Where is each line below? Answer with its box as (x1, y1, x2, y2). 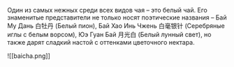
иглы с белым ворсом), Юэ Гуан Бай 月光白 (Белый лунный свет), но (7, 31, 212, 38)
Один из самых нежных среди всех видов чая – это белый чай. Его (7, 6, 207, 14)
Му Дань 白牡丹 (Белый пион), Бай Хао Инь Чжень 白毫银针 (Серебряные (7, 22, 226, 30)
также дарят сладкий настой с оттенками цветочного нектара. (7, 38, 195, 46)
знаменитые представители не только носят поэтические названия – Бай (7, 13, 227, 22)
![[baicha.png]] (7, 52, 51, 60)
